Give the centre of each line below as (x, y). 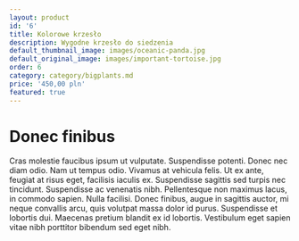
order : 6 (25, 68)
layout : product (39, 17)
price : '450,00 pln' (48, 84)
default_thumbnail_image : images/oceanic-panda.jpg (107, 51)
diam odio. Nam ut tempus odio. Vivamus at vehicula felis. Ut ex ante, (137, 170)
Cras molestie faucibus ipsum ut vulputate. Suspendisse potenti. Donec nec (149, 161)
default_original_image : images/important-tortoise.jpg (115, 59)
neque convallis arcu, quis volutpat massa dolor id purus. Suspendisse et (144, 208)
